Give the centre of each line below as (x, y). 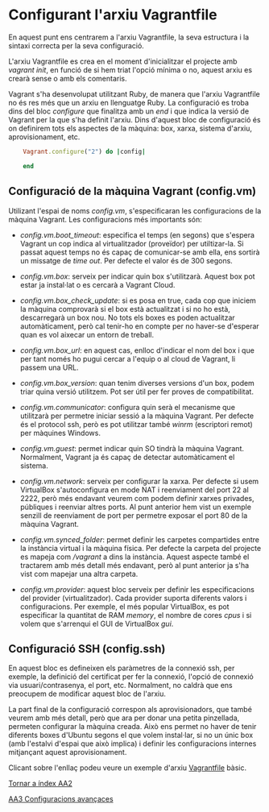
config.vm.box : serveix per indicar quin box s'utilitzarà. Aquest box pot (137, 276)
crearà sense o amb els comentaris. (68, 78)
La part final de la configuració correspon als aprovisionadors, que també (130, 710)
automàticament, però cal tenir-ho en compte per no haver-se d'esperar (139, 326)
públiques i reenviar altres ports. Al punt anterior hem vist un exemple (136, 507)
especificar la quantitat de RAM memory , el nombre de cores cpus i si (136, 615)
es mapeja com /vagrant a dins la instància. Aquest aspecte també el (134, 557)
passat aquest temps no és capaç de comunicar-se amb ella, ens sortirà (140, 252)
